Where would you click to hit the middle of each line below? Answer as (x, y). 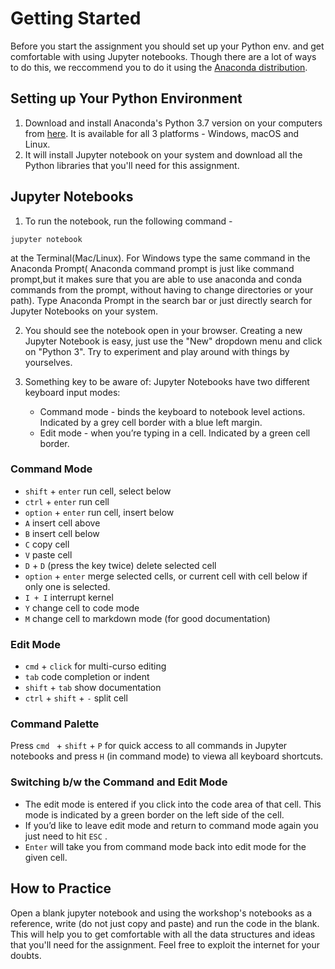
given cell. (46, 857)
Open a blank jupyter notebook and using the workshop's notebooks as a (161, 913)
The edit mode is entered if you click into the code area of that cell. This (173, 804)
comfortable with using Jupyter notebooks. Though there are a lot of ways (163, 56)
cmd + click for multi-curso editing (95, 666)
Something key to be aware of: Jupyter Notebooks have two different (167, 381)
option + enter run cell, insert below (99, 512)
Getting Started (76, 18)
